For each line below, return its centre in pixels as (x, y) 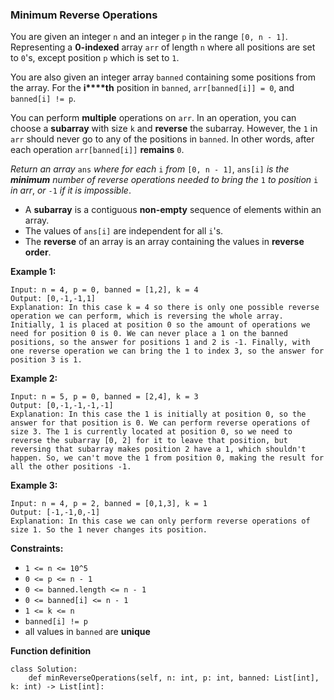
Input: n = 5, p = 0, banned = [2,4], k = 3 (104, 397)
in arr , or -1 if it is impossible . (71, 190)
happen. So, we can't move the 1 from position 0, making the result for (167, 458)
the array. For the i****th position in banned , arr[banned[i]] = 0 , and (152, 88)
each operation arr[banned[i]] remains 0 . (97, 150)
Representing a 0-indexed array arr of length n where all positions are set (163, 47)
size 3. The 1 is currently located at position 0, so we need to (151, 432)
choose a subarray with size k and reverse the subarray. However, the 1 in (164, 129)
